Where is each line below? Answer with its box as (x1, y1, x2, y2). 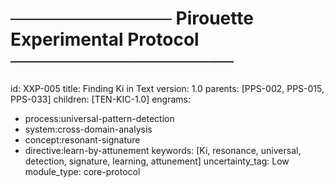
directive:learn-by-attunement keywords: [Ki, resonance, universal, (24, 144, 302, 156)
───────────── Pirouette (10, 7, 254, 30)
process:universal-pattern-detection (24, 112, 175, 124)
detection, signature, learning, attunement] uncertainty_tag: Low (24, 155, 290, 167)
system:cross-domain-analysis (24, 123, 153, 135)
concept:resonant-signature (24, 133, 141, 146)
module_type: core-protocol (24, 165, 141, 177)
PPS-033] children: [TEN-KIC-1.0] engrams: (10, 93, 192, 105)
